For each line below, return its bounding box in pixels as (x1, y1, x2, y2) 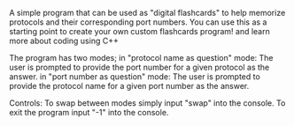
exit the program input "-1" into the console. (9, 107, 169, 117)
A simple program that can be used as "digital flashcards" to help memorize (9, 8, 286, 18)
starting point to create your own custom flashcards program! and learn (9, 26, 270, 36)
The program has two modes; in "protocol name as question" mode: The (9, 53, 274, 63)
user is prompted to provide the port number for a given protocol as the (9, 62, 270, 72)
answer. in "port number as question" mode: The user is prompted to (9, 71, 261, 82)
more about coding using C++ (9, 35, 120, 46)
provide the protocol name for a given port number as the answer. (9, 81, 250, 91)
